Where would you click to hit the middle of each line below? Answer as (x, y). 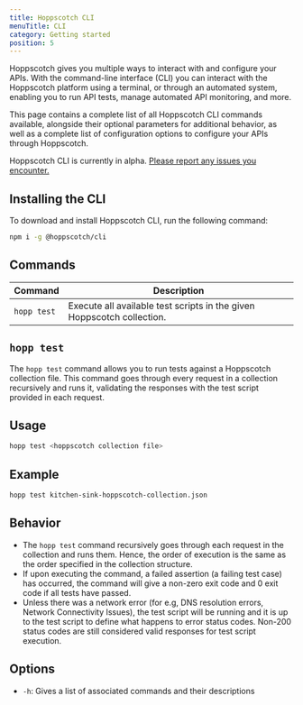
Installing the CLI (58, 199)
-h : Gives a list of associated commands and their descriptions (138, 691)
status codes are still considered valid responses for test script (139, 631)
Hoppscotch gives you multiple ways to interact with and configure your (143, 69)
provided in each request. (57, 397)
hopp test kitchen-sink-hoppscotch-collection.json (108, 495)
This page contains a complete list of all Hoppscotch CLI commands (136, 114)
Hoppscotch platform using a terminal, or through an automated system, (143, 87)
